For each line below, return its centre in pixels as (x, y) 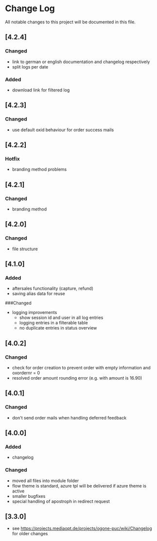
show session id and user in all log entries (61, 318)
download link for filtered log (41, 90)
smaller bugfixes (29, 496)
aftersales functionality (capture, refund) (53, 288)
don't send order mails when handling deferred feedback (69, 418)
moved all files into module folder (45, 480)
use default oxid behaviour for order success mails (63, 130)
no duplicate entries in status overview (58, 328)
